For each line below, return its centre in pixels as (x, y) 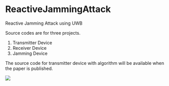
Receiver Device (30, 48)
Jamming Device (30, 53)
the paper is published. (29, 68)
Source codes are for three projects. (43, 33)
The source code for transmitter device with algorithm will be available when (85, 63)
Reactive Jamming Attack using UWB (44, 23)
